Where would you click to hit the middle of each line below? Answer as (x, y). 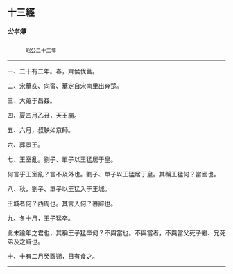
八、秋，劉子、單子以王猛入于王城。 (59, 189)
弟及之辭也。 (25, 241)
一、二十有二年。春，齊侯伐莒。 (53, 71)
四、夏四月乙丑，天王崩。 (44, 116)
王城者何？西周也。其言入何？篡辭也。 (62, 203)
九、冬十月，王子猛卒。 (41, 218)
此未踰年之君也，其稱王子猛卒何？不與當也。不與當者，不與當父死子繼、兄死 (116, 233)
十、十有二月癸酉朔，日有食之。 (53, 256)
